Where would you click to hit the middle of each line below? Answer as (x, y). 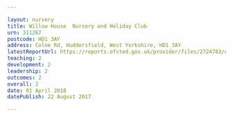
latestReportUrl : (32, 52)
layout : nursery (31, 19)
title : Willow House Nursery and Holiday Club (77, 26)
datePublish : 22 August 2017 (49, 97)
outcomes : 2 (24, 78)
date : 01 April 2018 (37, 91)
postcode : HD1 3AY (34, 39)
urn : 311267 (24, 33)
